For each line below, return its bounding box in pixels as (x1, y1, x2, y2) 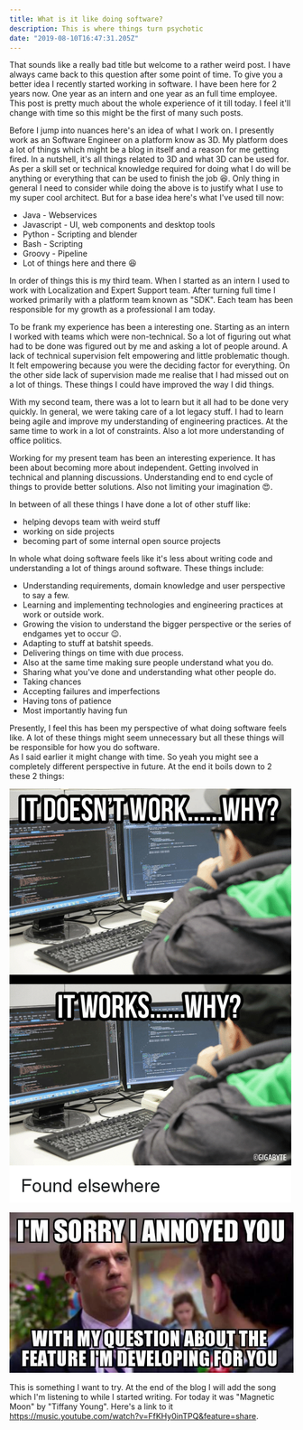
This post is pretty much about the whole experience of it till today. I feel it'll (9, 98, 291, 108)
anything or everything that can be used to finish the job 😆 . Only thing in (9, 173, 280, 184)
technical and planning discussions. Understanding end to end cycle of (9, 472, 273, 483)
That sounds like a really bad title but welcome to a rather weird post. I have (9, 60, 291, 71)
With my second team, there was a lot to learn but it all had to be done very (9, 397, 289, 408)
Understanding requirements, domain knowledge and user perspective (22, 580, 286, 591)
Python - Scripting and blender (22, 229, 138, 240)
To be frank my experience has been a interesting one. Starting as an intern (9, 322, 290, 333)
